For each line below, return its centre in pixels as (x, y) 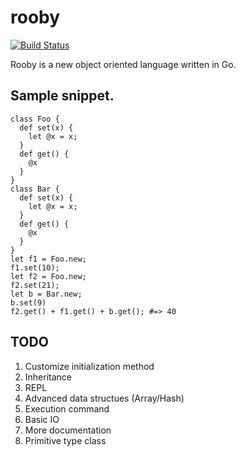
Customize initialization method (89, 366)
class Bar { (35, 189)
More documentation (68, 430)
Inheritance (48, 377)
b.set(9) (28, 302)
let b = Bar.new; (46, 294)
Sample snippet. (62, 96)
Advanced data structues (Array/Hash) (104, 398)
